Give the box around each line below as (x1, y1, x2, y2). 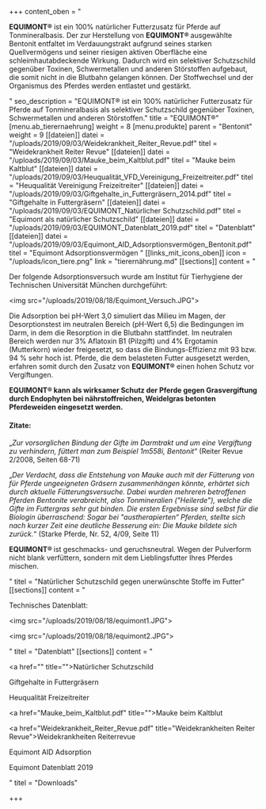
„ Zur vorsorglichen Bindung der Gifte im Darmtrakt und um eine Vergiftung (9, 438, 252, 447)
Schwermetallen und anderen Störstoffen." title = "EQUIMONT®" (9, 113, 219, 122)
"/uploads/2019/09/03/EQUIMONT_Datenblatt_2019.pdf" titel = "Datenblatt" (9, 223, 256, 232)
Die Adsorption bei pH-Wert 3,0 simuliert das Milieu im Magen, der (9, 311, 226, 320)
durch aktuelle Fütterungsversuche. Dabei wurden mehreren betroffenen (9, 487, 246, 497)
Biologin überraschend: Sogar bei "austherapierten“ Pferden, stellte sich (9, 512, 245, 522)
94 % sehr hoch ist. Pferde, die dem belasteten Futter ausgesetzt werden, (9, 353, 250, 362)
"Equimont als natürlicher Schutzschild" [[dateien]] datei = (9, 214, 200, 224)
